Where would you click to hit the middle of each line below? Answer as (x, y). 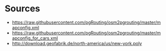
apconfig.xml (26, 27)
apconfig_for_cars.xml (35, 38)
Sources (23, 9)
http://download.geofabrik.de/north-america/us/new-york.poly (77, 43)
